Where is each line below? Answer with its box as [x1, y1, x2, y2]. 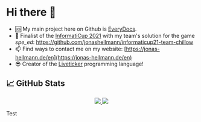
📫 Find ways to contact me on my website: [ [14, 45, 127, 52]
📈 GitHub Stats [6, 78, 65, 89]
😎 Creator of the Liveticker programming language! [14, 60, 144, 67]
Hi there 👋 [6, 5, 56, 19]
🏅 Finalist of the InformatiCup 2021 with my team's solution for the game [14, 32, 195, 39]
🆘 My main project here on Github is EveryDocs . [14, 25, 137, 32]
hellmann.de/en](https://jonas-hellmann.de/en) [14, 53, 132, 61]
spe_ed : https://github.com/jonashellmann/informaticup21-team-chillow [14, 38, 194, 46]
